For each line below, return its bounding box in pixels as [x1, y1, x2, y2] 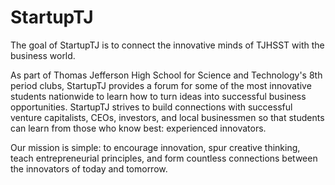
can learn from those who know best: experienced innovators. [10, 122, 267, 134]
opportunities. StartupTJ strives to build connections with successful [10, 101, 293, 113]
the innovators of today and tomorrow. [10, 162, 168, 175]
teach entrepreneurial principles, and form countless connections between [10, 152, 318, 164]
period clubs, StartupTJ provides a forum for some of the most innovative [10, 79, 312, 91]
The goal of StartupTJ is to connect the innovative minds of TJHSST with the [10, 39, 325, 51]
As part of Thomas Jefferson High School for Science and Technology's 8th [10, 69, 323, 81]
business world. [10, 49, 76, 61]
